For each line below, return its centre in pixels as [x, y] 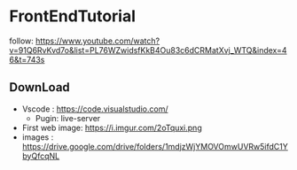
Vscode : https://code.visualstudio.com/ [95, 109]
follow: [21, 41]
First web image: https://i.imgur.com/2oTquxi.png [112, 127]
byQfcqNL [41, 156]
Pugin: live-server [68, 118]
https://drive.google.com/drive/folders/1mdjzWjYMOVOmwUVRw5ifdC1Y [155, 146]
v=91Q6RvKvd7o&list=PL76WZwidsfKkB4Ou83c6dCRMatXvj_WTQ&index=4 [148, 50]
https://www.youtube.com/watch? [98, 41]
